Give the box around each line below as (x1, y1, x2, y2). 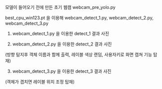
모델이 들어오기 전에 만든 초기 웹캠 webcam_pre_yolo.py (5, 4, 116, 10)
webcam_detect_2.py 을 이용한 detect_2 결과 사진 (12, 41, 112, 47)
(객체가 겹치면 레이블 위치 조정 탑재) (5, 79, 75, 85)
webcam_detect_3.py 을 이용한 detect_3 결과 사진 (12, 68, 112, 74)
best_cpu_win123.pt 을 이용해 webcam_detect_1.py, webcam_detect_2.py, (5, 15, 154, 21)
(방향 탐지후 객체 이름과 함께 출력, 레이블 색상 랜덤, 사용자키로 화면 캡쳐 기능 (5, 51, 153, 57)
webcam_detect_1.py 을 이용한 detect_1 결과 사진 (12, 31, 109, 36)
